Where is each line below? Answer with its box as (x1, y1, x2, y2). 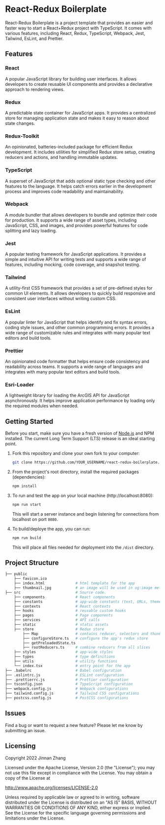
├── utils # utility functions (14, 659, 118, 664)
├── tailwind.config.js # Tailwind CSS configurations (5, 691, 139, 696)
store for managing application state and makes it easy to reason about (5, 115, 149, 121)
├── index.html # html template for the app (14, 581, 135, 586)
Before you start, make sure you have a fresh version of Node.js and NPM (5, 430, 154, 436)
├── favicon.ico (14, 576, 48, 581)
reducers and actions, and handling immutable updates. (5, 154, 118, 160)
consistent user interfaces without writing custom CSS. (5, 296, 117, 301)
